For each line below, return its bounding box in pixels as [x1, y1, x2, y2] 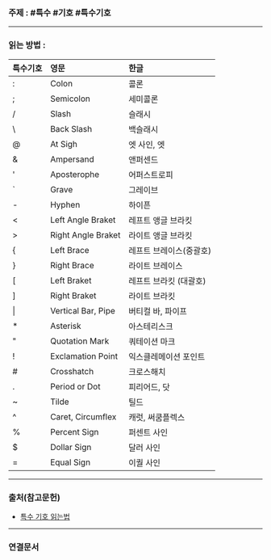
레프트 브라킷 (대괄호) [128, 275, 206, 286]
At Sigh [49, 138, 78, 149]
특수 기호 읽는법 [19, 512, 70, 521]
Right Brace [49, 259, 94, 271]
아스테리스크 [128, 321, 173, 332]
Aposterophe [49, 168, 100, 179]
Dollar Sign [49, 441, 92, 453]
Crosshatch [49, 365, 94, 377]
